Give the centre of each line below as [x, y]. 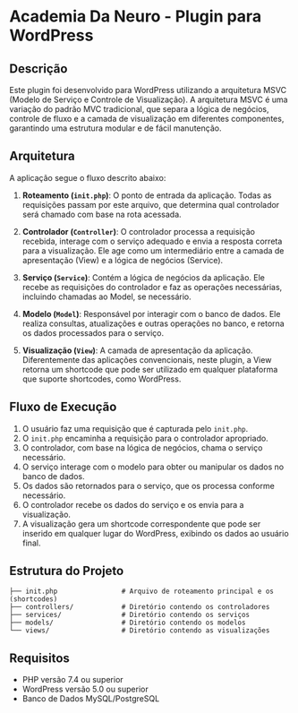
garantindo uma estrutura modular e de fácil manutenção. [115, 128]
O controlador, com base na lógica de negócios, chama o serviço [142, 447]
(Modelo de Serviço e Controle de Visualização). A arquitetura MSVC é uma [149, 99]
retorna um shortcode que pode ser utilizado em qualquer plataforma [150, 369]
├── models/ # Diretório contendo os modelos [128, 623]
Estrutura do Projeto [67, 571]
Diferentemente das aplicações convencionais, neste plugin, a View [147, 359]
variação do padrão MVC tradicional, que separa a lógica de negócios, [140, 109]
